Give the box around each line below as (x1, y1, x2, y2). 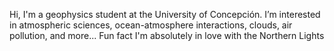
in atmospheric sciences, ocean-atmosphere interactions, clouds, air (9, 19, 293, 31)
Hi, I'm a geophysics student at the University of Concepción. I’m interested (9, 9, 321, 20)
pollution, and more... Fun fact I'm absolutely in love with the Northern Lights (9, 30, 325, 41)
